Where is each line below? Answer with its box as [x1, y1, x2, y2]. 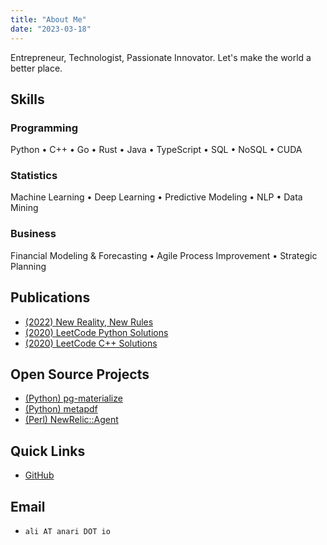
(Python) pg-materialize [24, 392, 123, 405]
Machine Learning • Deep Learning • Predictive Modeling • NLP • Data [10, 191, 303, 203]
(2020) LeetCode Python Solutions [24, 326, 169, 338]
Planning [10, 260, 47, 272]
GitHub [24, 469, 55, 481]
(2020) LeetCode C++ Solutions [24, 337, 158, 349]
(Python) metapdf [24, 403, 98, 415]
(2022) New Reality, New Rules [24, 316, 154, 328]
